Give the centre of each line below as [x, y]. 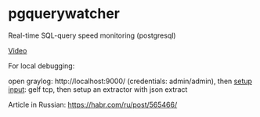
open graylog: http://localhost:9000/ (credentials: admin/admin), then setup [130, 81]
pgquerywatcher [64, 14]
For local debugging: [42, 66]
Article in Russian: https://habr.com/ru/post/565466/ [93, 104]
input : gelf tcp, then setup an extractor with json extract [98, 89]
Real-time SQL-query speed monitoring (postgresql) [92, 35]
